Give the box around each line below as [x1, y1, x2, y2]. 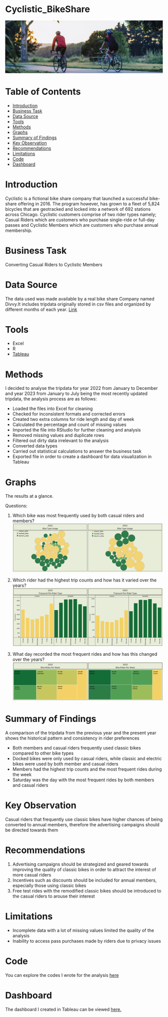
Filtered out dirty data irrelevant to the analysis [12, 438, 109, 444]
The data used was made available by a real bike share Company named [5, 296, 155, 302]
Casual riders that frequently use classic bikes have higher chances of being [5, 816, 163, 822]
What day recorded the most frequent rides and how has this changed [12, 651, 157, 657]
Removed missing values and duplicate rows [12, 432, 104, 439]
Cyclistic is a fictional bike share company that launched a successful [5, 195, 148, 201]
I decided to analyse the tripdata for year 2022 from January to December [5, 385, 158, 391]
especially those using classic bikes [12, 883, 86, 889]
